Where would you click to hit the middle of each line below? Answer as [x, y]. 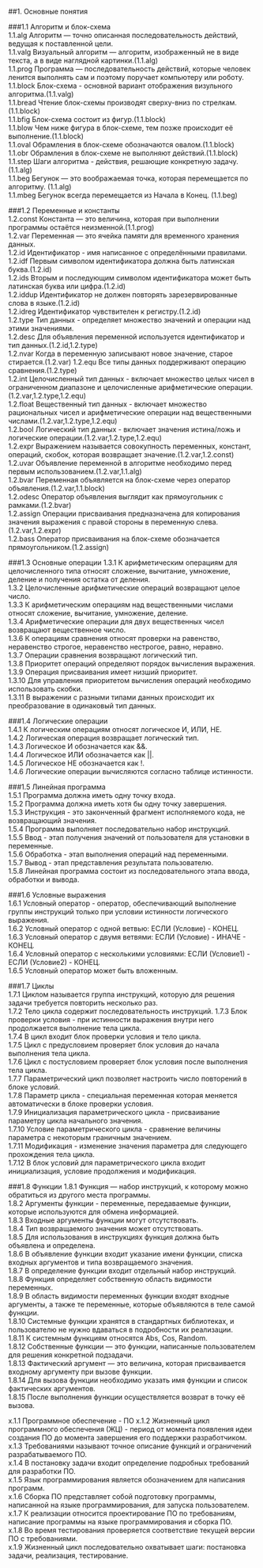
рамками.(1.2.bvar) [40, 505]
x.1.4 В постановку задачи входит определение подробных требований [129, 1463]
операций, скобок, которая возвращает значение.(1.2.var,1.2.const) [121, 454]
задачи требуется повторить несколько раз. [83, 1003]
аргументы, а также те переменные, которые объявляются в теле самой [131, 1304]
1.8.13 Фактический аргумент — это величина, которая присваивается [127, 1363]
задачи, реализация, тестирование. [68, 1555]
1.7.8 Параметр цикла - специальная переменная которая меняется [123, 1095]
